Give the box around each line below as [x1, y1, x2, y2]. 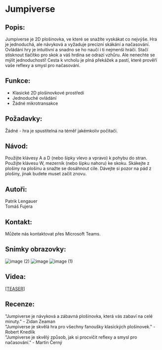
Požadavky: [5, 115, 42, 123]
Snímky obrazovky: [5, 245, 66, 254]
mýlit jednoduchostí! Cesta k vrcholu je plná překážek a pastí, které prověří [5, 57, 157, 63]
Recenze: [5, 300, 35, 309]
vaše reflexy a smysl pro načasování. [5, 63, 81, 68]
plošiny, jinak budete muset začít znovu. [5, 171, 87, 177]
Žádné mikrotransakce [12, 100, 58, 106]
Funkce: [5, 77, 31, 85]
